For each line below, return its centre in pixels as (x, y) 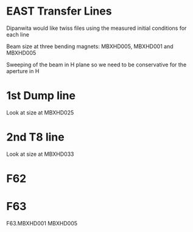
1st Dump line (41, 96)
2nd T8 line (36, 137)
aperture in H (23, 71)
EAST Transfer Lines (59, 11)
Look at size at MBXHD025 (40, 112)
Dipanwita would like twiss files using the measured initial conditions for (96, 28)
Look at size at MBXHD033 (40, 154)
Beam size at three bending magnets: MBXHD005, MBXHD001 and (90, 46)
